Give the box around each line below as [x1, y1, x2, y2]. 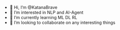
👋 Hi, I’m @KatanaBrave [9, 5, 58, 10]
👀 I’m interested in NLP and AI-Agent [9, 10, 84, 15]
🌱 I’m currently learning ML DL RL [9, 15, 78, 20]
